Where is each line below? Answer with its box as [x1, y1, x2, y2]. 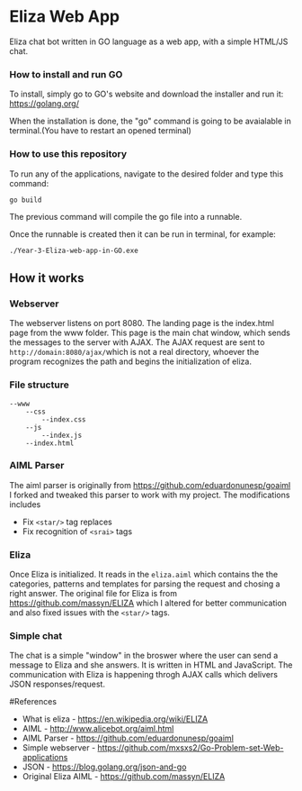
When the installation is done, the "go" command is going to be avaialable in [9, 115, 292, 127]
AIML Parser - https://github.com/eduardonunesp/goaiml [22, 732, 234, 744]
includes [9, 498, 41, 510]
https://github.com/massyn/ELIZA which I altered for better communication [9, 597, 288, 609]
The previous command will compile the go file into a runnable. [9, 211, 243, 222]
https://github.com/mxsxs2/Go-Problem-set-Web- [97, 742, 285, 753]
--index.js [41, 431, 83, 440]
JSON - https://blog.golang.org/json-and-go [22, 761, 187, 772]
